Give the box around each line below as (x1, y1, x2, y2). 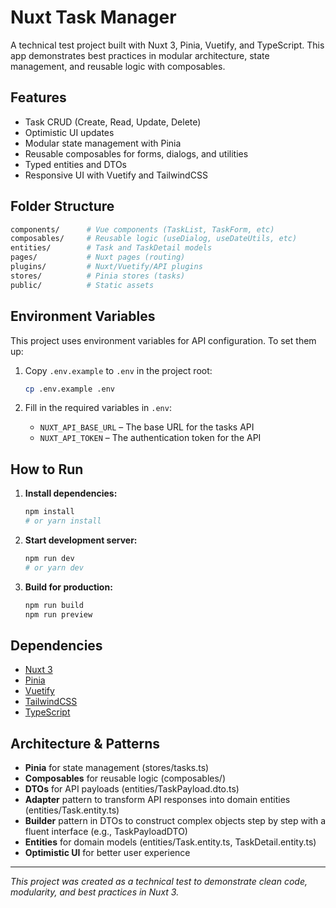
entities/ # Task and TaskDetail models (10, 243, 213, 253)
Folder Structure (10, 198, 115, 215)
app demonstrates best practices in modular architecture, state (10, 49, 270, 61)
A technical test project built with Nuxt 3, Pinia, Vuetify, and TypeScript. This (10, 39, 325, 51)
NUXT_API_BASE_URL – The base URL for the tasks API (39, 421, 255, 433)
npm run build (24, 600, 84, 610)
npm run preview (24, 609, 93, 620)
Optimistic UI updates (24, 126, 115, 138)
